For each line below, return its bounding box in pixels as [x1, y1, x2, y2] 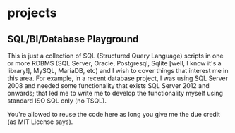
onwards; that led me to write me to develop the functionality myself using [7, 89, 224, 97]
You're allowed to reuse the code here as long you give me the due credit [7, 110, 221, 118]
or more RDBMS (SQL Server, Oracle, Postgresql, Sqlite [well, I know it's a [7, 59, 222, 68]
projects [7, 5, 58, 21]
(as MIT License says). [7, 118, 73, 126]
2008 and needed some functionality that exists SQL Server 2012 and [7, 82, 210, 89]
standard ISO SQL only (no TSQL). [7, 96, 107, 105]
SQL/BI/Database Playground [7, 33, 139, 45]
